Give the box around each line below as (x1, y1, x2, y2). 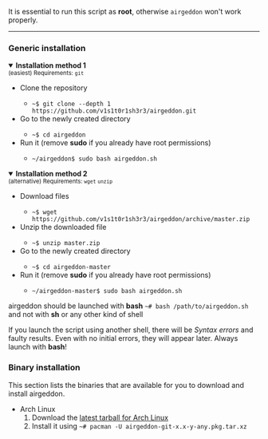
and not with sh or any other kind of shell (8, 310, 144, 319)
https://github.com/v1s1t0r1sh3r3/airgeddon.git (31, 107, 197, 115)
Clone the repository (19, 83, 88, 93)
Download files (19, 192, 69, 201)
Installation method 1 (15, 61, 86, 70)
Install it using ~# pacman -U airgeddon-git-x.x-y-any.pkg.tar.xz (31, 421, 247, 430)
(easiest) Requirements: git (8, 69, 85, 77)
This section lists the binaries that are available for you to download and (8, 380, 245, 390)
